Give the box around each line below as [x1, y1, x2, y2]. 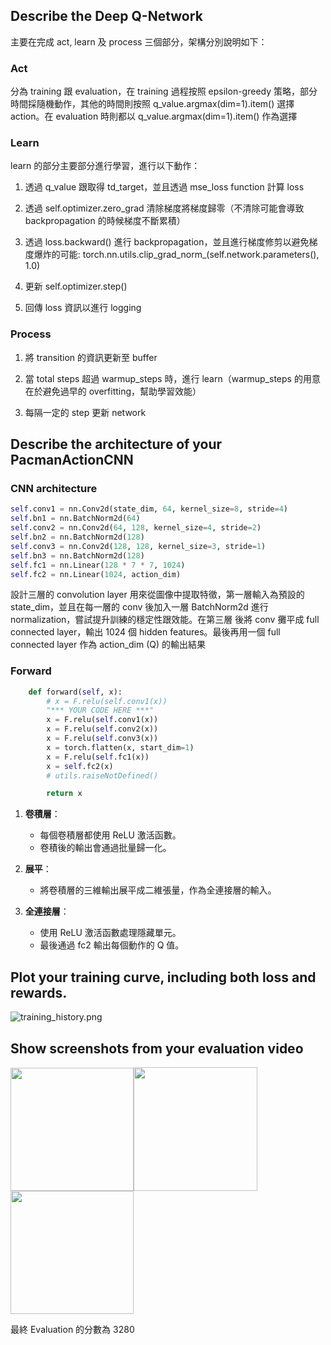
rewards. [10, 984, 68, 1001]
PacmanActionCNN [10, 452, 134, 469]
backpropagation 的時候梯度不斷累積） [24, 215, 186, 227]
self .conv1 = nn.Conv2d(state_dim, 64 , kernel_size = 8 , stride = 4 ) [10, 504, 288, 514]
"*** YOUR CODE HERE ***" [46, 705, 155, 716]
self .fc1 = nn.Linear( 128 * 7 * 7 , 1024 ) [10, 560, 186, 570]
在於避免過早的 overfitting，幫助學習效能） [24, 385, 202, 397]
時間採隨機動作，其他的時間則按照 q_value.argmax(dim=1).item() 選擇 [10, 98, 295, 110]
